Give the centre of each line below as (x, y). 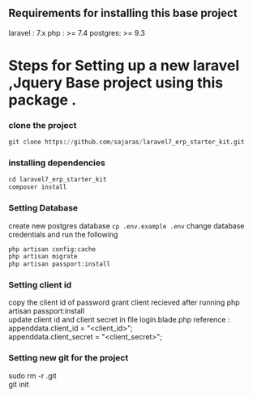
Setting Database (43, 208)
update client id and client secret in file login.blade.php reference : (119, 320)
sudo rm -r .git (32, 375)
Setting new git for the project (69, 358)
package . (43, 100)
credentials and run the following (63, 234)
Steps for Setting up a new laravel (124, 66)
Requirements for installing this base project (123, 13)
